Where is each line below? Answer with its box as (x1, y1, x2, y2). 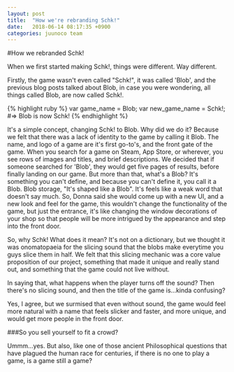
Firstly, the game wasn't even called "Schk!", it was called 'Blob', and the (7, 76, 217, 85)
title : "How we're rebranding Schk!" (7, 17, 120, 24)
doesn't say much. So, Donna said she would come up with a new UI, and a (7, 192, 224, 201)
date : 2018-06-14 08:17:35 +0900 (7, 23, 111, 30)
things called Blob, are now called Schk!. (7, 91, 124, 99)
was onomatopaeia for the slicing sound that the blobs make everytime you (7, 243, 224, 252)
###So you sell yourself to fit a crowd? (7, 328, 119, 336)
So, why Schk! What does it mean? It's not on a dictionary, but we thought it (7, 236, 226, 244)
